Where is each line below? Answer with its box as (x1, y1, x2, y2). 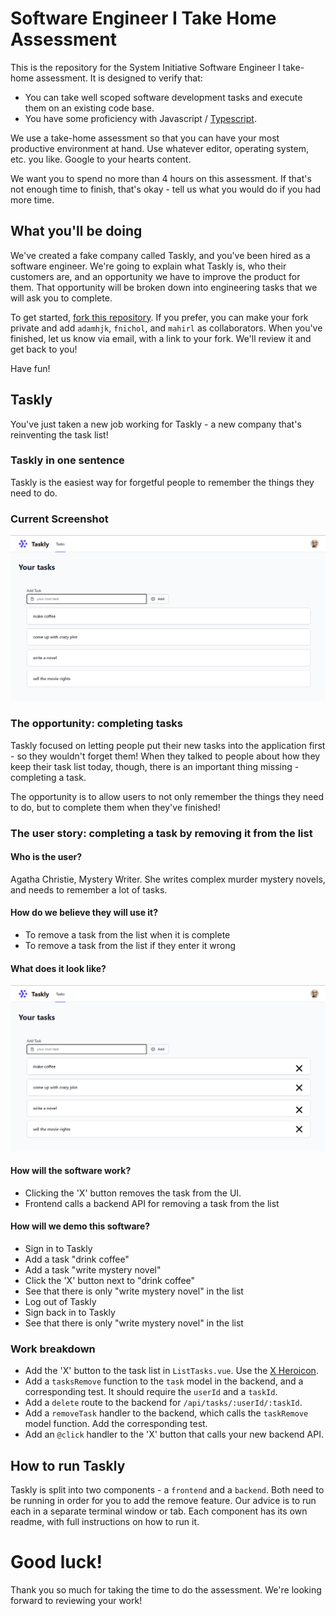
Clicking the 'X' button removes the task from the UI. (24, 1187, 242, 1199)
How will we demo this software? (10, 1220, 151, 1232)
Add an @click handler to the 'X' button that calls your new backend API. (24, 1428, 325, 1441)
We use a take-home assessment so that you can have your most (10, 132, 280, 144)
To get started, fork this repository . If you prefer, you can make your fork (10, 311, 309, 323)
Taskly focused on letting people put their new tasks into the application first (10, 739, 326, 751)
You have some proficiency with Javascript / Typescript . (24, 112, 257, 124)
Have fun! (10, 362, 51, 374)
